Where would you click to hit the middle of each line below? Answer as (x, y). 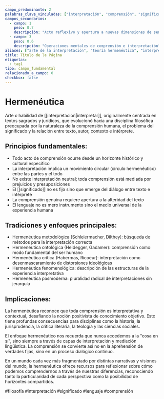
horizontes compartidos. (30, 382)
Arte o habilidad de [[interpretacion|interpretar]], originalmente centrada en (81, 115)
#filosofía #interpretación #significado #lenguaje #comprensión (69, 391)
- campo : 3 (20, 37)
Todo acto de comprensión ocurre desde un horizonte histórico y (78, 158)
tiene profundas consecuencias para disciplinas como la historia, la (73, 321)
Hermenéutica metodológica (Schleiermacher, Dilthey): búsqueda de (81, 237)
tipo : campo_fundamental (30, 69)
